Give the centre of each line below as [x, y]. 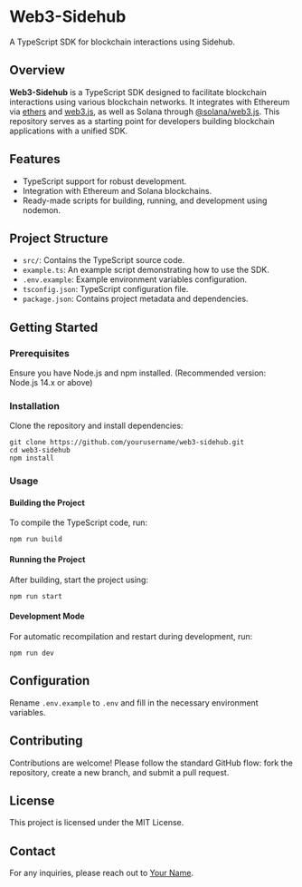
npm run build [36, 540]
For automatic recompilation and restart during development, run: [131, 636]
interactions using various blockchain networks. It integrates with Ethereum [150, 102]
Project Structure [59, 238]
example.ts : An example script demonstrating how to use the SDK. [146, 270]
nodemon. [42, 210]
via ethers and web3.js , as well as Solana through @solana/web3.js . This [145, 112]
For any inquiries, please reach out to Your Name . [102, 873]
